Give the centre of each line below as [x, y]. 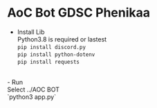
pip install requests [48, 62]
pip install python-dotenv [56, 54]
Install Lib [31, 32]
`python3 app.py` [32, 97]
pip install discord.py [52, 47]
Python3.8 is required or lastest [62, 39]
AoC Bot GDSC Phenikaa [79, 13]
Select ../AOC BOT [34, 89]
